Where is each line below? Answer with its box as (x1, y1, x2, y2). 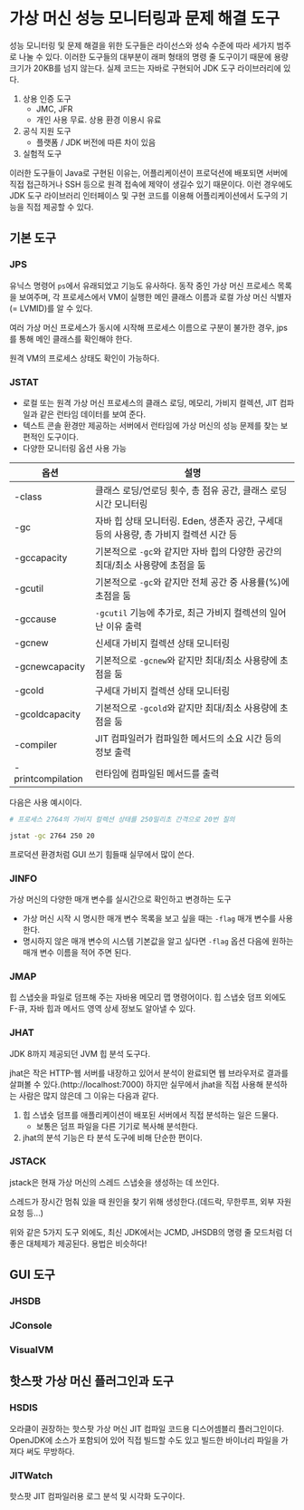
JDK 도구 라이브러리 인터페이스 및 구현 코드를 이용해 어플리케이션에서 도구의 (9, 189, 279, 200)
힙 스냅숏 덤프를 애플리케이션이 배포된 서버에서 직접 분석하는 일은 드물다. (22, 1109, 279, 1120)
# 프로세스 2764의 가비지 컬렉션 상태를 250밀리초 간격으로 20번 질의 (9, 815, 235, 824)
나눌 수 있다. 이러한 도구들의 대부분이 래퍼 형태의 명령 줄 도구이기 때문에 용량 (18, 51, 290, 62)
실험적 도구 (22, 148, 62, 159)
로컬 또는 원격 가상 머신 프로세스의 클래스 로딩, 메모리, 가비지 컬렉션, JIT (22, 397, 278, 408)
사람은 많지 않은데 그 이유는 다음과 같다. (18, 1089, 159, 1101)
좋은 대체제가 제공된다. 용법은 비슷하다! (9, 1238, 147, 1249)
